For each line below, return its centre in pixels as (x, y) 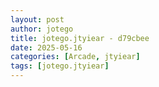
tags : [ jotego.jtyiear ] (60, 66)
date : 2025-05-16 (46, 47)
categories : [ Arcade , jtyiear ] (75, 57)
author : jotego (42, 29)
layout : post (37, 19)
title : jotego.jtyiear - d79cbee (80, 38)
